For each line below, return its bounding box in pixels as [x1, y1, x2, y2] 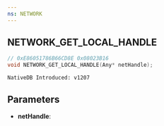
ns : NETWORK [7, 10, 42, 18]
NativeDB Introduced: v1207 [7, 75, 90, 82]
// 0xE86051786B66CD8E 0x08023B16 [7, 55, 110, 62]
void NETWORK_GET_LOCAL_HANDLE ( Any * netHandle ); [7, 61, 153, 69]
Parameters [7, 93, 60, 106]
